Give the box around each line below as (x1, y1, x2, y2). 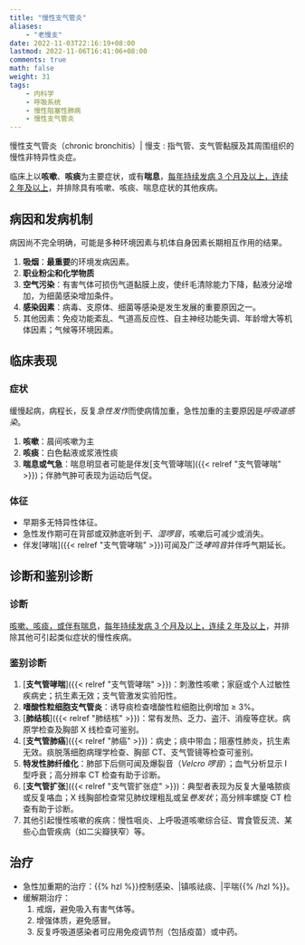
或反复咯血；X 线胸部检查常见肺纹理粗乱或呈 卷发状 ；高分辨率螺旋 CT (22, 792, 282, 803)
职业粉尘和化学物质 (22, 267, 95, 278)
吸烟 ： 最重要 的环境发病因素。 (22, 256, 134, 267)
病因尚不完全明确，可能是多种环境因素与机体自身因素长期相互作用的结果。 (9, 236, 287, 247)
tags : (9, 81, 30, 90)
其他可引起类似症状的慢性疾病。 (16, 632, 137, 642)
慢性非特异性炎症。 (9, 151, 81, 163)
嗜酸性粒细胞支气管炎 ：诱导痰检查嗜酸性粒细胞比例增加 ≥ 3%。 (22, 701, 260, 712)
